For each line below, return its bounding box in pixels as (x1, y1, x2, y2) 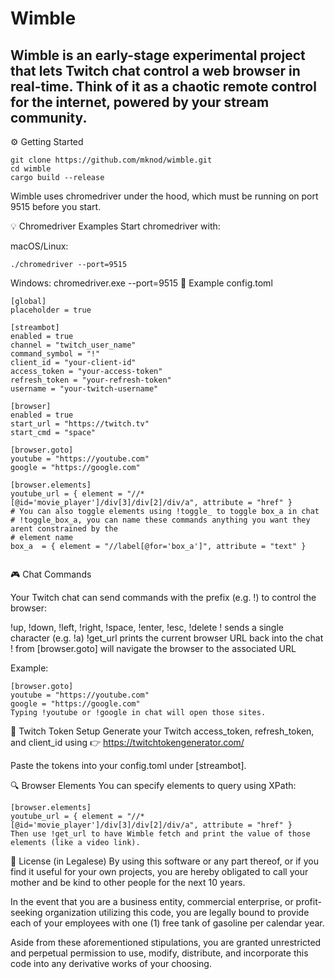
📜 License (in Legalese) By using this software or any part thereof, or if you (10, 855, 319, 867)
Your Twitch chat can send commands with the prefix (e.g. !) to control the (10, 592, 317, 603)
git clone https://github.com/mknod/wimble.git (10, 155, 213, 165)
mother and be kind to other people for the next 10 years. (10, 877, 246, 888)
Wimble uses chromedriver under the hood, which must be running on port (10, 190, 319, 202)
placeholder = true (10, 305, 92, 315)
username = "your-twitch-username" (10, 384, 159, 394)
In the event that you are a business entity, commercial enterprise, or (10, 896, 294, 907)
